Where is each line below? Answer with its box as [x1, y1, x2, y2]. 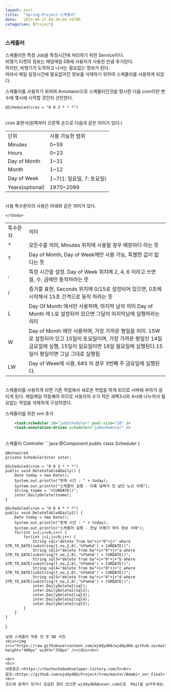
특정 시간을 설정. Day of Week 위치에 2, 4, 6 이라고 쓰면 [28, 268, 156, 275]
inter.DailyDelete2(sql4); [32, 597, 90, 602]
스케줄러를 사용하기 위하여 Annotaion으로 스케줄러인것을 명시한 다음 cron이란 [5, 88, 160, 94]
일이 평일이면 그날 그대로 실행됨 [28, 350, 100, 357]
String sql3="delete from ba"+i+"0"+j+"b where [32, 557, 136, 562]
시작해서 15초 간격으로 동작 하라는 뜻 [28, 293, 113, 300]
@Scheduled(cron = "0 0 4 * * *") [5, 506, 79, 511]
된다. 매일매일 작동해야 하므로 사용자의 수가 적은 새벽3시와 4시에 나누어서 [14, 393, 160, 399]
